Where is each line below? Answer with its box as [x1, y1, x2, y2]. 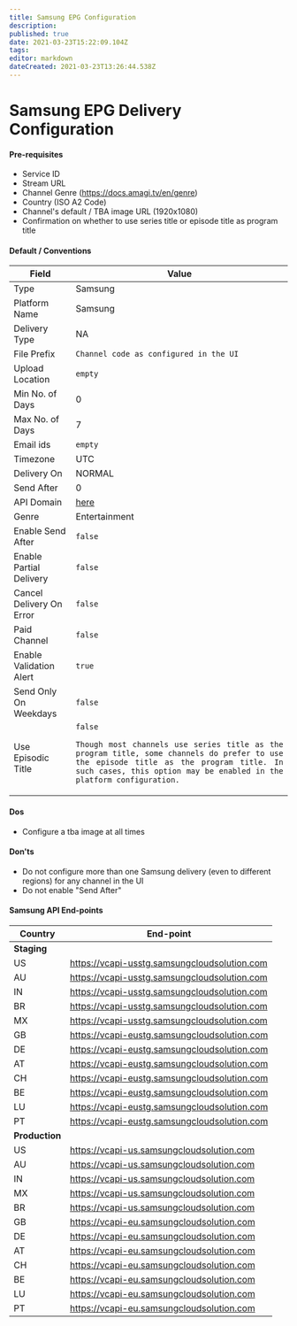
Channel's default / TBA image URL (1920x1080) [21, 206, 199, 217]
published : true [9, 29, 69, 38]
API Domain [13, 497, 63, 509]
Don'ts [9, 846, 34, 857]
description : [9, 21, 57, 30]
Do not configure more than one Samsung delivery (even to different [21, 866, 271, 876]
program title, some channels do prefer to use [75, 749, 284, 759]
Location [13, 374, 50, 386]
